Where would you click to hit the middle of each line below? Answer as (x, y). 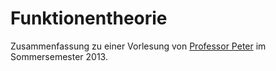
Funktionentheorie (89, 18)
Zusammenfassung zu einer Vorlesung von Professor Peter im (138, 46)
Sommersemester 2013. (59, 56)
